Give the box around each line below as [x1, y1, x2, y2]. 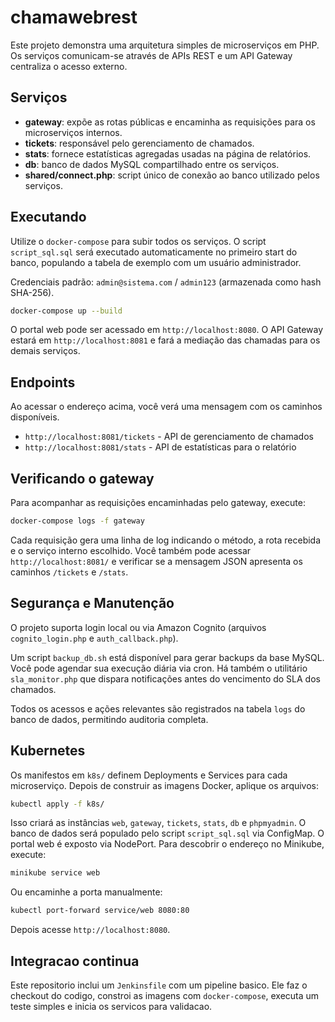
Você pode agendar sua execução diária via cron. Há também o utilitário [10, 662, 308, 674]
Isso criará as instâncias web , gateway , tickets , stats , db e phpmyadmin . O [10, 817, 307, 829]
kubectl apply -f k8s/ [10, 799, 105, 809]
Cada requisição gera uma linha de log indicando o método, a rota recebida [10, 534, 322, 546]
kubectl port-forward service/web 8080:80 [10, 906, 190, 916]
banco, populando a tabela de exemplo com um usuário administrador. [10, 256, 302, 268]
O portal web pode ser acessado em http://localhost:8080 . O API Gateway [10, 324, 324, 336]
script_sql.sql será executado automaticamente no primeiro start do [10, 246, 298, 258]
